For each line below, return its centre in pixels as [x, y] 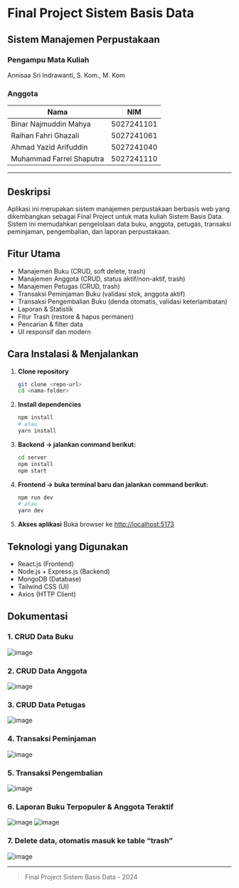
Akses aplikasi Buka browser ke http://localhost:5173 [96, 525]
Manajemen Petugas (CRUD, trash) [69, 286]
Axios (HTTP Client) [47, 594]
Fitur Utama [34, 254]
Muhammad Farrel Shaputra [58, 159]
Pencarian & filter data [50, 324]
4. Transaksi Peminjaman [52, 739]
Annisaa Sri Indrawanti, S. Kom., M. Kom [67, 75]
